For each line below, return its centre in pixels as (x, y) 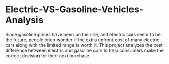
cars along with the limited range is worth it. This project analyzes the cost (84, 45)
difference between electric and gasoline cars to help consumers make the (85, 50)
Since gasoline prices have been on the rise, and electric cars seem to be (83, 34)
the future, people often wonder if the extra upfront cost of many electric (82, 40)
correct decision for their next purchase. (48, 56)
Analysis (24, 20)
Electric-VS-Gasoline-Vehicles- (74, 9)
